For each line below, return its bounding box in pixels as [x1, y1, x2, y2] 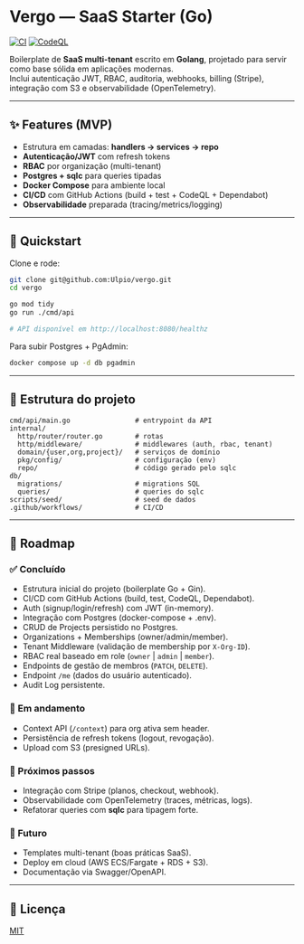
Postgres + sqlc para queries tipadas [22, 170, 162, 181]
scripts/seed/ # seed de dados [9, 495, 196, 504]
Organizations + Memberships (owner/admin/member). [22, 631, 229, 643]
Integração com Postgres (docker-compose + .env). [22, 612, 217, 623]
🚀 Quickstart [9, 233, 81, 250]
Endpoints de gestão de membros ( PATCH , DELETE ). [22, 660, 208, 671]
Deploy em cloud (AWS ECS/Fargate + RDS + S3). [22, 857, 209, 868]
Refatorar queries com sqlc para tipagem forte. [22, 804, 199, 815]
